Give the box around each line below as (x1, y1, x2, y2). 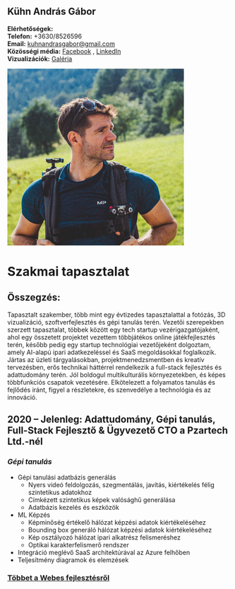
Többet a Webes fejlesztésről (7, 573, 110, 583)
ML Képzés (17, 511, 51, 519)
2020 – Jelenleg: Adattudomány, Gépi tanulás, (7, 414, 216, 426)
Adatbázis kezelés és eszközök (28, 503, 120, 511)
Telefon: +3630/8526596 (7, 32, 83, 40)
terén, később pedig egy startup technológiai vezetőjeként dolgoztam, (7, 340, 212, 349)
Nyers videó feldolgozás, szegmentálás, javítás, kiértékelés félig (28, 480, 215, 489)
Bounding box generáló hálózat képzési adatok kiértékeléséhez (28, 525, 212, 534)
